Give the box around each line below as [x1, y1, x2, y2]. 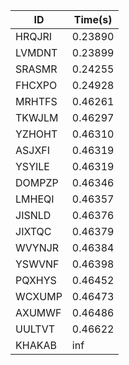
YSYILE [15, 160, 50, 173]
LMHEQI [15, 192, 55, 206]
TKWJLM [15, 111, 59, 124]
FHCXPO [15, 79, 58, 92]
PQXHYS [15, 274, 57, 287]
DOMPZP [15, 176, 59, 189]
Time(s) [73, 13, 113, 26]
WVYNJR [15, 241, 60, 254]
